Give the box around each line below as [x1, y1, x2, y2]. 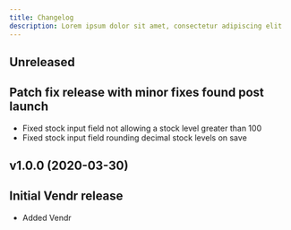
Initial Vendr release [9, 189, 124, 204]
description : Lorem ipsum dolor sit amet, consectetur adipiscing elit [9, 21, 282, 30]
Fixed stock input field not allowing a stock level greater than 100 [21, 123, 262, 133]
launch [9, 99, 49, 115]
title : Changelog [9, 13, 74, 22]
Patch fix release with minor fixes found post [9, 85, 264, 100]
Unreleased [9, 55, 76, 70]
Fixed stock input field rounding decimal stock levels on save [21, 132, 248, 143]
